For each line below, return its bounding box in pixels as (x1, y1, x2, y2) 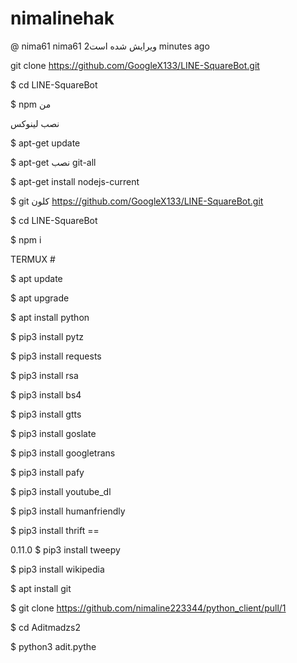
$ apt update (10, 272, 63, 284)
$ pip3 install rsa (10, 369, 79, 381)
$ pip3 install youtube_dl (10, 485, 112, 497)
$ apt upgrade (10, 292, 70, 304)
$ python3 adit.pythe (10, 640, 97, 652)
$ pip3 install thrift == (10, 524, 100, 536)
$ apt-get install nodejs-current (10, 175, 140, 187)
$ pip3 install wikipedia (10, 563, 105, 575)
